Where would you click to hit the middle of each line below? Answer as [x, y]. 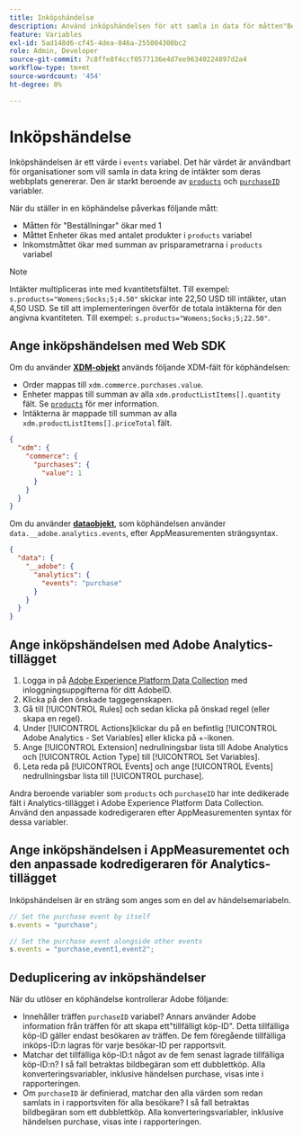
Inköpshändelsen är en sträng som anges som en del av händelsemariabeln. [150, 899]
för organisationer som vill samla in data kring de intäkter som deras [135, 171]
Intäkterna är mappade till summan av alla [100, 414]
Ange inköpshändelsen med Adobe [110, 644]
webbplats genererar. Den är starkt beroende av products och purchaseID [145, 181]
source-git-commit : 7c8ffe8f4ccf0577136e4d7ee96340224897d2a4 [128, 59]
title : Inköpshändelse [52, 18]
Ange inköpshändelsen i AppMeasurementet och [150, 850]
